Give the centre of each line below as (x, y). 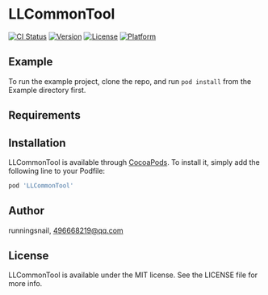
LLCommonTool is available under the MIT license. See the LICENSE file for (133, 275)
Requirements (44, 115)
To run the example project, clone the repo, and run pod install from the (130, 81)
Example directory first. (47, 90)
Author (26, 211)
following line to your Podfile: (57, 171)
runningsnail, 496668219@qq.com (66, 230)
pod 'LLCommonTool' (41, 185)
